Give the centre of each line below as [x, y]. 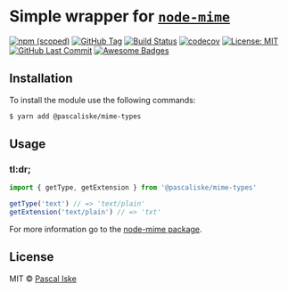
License [32, 257]
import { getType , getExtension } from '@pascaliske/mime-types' [133, 188]
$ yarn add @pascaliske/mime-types [75, 116]
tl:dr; [20, 169]
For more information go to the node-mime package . [106, 229]
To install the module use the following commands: [103, 100]
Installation [41, 79]
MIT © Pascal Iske [43, 279]
